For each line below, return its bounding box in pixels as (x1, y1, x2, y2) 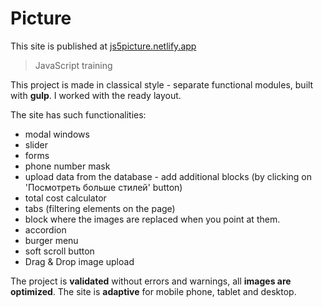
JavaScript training (34, 59, 113, 71)
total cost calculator (24, 192, 107, 204)
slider (24, 138, 48, 151)
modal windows (24, 128, 90, 140)
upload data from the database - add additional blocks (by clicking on (24, 170, 313, 182)
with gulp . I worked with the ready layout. (10, 89, 182, 101)
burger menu (24, 234, 79, 246)
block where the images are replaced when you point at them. (24, 213, 281, 225)
